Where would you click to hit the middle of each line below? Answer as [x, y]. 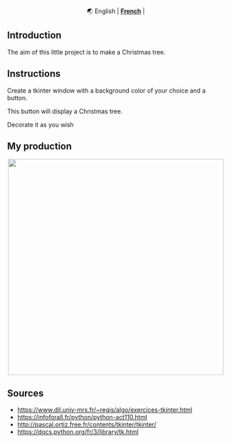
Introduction [34, 36]
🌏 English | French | [116, 11]
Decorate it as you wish [41, 124]
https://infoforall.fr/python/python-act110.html [82, 417]
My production [40, 146]
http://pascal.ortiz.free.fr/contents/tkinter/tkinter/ [87, 424]
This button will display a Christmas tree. [65, 111]
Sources [26, 393]
